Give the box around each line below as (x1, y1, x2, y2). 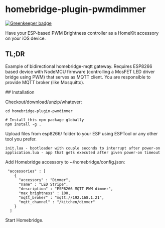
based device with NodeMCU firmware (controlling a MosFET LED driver (5, 68, 155, 74)
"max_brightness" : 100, (18, 190, 71, 196)
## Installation (5, 89, 35, 95)
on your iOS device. (5, 35, 46, 41)
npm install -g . (5, 122, 42, 127)
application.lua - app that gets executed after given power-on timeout (5, 150, 160, 155)
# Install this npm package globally (5, 117, 84, 122)
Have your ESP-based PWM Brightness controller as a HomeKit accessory (5, 30, 159, 36)
